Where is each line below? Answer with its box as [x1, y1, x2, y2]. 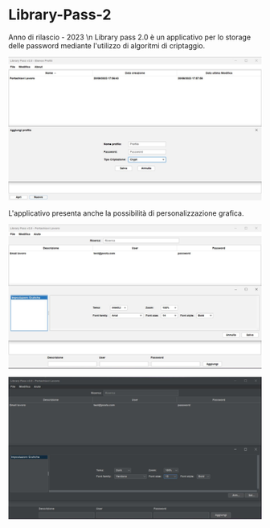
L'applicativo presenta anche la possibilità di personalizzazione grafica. [8, 208, 244, 218]
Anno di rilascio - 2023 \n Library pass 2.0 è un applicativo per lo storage [8, 32, 252, 42]
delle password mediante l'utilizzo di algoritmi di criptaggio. [8, 40, 206, 50]
